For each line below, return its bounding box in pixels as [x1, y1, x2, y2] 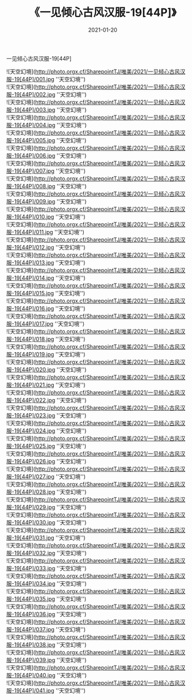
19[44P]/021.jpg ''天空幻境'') [14, 381, 86, 388]
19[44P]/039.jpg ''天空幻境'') [14, 656, 87, 663]
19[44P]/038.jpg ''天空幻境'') [14, 641, 87, 648]
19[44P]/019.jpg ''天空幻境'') [14, 350, 86, 358]
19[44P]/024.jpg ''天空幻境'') [14, 427, 87, 434]
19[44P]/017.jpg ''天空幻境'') [14, 320, 85, 327]
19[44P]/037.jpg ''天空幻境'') [14, 625, 86, 633]
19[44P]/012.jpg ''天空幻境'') [14, 243, 86, 251]
